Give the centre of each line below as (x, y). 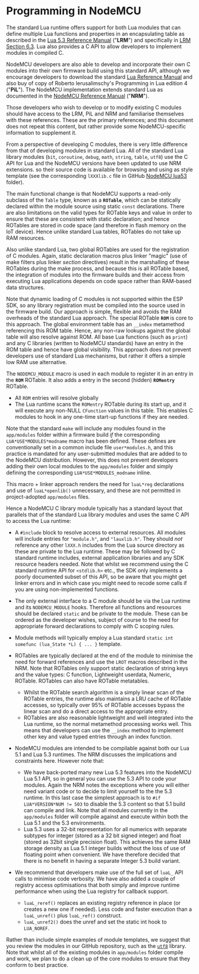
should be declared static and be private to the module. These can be (101, 613)
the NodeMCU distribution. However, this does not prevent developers (92, 460)
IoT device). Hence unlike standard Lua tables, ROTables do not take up (94, 231)
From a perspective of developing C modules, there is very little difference (97, 144)
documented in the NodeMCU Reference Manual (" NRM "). (78, 96)
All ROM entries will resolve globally (57, 397)
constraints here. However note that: (59, 760)
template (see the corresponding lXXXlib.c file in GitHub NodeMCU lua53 (97, 176)
